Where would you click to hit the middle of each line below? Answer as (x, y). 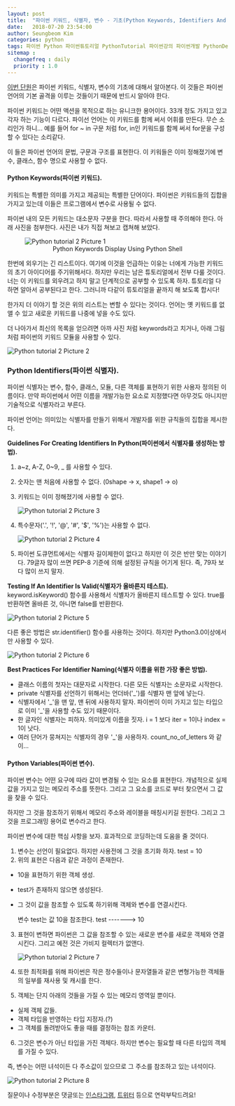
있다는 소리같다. (43, 137)
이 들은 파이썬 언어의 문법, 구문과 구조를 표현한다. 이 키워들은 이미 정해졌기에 (112, 152)
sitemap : (22, 53)
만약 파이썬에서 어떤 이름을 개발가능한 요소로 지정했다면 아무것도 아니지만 (128, 396)
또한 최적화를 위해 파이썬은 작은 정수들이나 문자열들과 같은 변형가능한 (112, 972)
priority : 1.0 (36, 66)
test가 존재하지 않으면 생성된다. (60, 890)
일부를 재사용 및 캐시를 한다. (63, 980)
